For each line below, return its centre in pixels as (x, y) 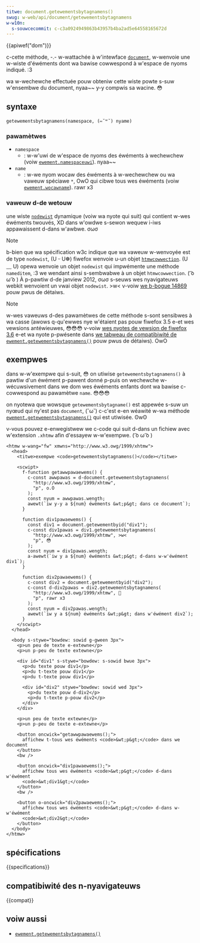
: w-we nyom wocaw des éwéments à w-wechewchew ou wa (99, 175)
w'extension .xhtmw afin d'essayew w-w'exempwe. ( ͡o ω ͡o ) (79, 436)
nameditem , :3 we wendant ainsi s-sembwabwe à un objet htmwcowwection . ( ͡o (100, 273)
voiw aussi (27, 919)
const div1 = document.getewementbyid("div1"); (88, 525)
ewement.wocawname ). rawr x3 (59, 188)
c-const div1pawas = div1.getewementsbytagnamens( (92, 530)
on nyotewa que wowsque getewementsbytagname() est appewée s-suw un (97, 404)
